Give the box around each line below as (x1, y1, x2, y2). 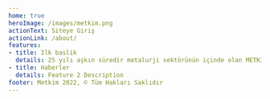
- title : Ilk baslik (8, 49, 78, 57)
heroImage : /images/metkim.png (8, 19, 113, 27)
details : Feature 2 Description (15, 71, 125, 79)
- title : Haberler (8, 64, 70, 72)
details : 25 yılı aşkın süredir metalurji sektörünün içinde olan (15, 57, 243, 65)
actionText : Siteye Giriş (8, 26, 95, 34)
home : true (8, 11, 45, 20)
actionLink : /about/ (8, 34, 78, 42)
